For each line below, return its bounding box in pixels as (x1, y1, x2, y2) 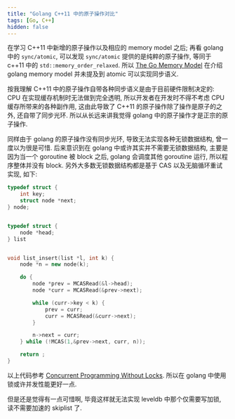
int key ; (20, 191, 46, 198)
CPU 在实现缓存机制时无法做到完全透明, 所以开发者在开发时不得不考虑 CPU (7, 94, 225, 102)
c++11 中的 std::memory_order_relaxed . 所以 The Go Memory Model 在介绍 (7, 61, 223, 70)
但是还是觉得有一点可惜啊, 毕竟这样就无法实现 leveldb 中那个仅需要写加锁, (7, 394, 222, 403)
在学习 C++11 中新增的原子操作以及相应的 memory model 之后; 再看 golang (7, 44, 224, 52)
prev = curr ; (44, 306, 83, 313)
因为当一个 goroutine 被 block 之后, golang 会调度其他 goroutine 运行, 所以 (7, 153, 222, 161)
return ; (20, 351, 46, 359)
